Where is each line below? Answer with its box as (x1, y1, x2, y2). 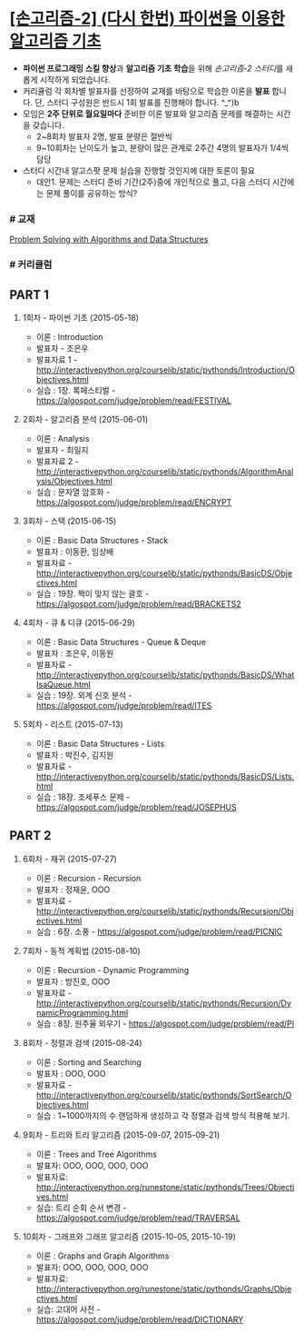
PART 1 (9, 287, 50, 303)
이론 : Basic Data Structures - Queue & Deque (35, 636, 207, 647)
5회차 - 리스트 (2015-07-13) (22, 719, 124, 730)
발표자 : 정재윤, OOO (35, 883, 111, 895)
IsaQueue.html (35, 679, 91, 690)
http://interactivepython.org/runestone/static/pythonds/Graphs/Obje (35, 1283, 292, 1294)
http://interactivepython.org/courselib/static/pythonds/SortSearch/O (35, 1090, 292, 1100)
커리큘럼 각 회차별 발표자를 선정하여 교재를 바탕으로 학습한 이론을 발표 (22, 85, 270, 96)
